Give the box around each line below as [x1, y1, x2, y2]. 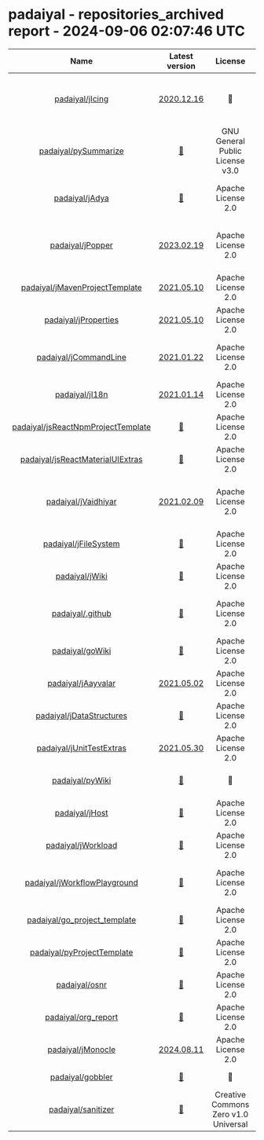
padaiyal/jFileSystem [42, 538, 120, 549]
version [166, 60, 196, 71]
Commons [211, 1098, 250, 1109]
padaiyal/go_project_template [27, 914, 137, 925]
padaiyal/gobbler [49, 1071, 113, 1082]
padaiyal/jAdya [53, 192, 110, 203]
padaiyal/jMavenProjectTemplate [20, 281, 143, 292]
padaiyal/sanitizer [48, 1104, 115, 1115]
